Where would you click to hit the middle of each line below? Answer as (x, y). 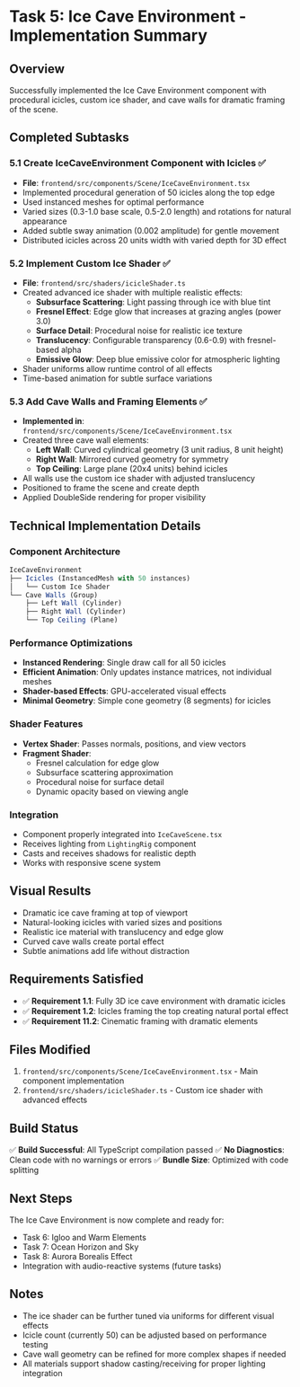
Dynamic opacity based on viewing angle (112, 791)
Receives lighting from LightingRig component (109, 844)
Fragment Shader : (57, 753)
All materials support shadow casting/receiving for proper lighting (144, 1364)
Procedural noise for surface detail (100, 782)
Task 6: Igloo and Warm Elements (84, 1238)
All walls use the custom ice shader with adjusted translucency (139, 479)
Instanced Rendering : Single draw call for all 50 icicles (124, 663)
